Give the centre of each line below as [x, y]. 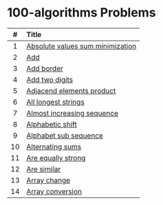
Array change [48, 180]
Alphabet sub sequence [65, 136]
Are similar [44, 169]
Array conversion [54, 191]
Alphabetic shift [52, 124]
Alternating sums [54, 147]
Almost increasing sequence [73, 113]
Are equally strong [56, 158]
